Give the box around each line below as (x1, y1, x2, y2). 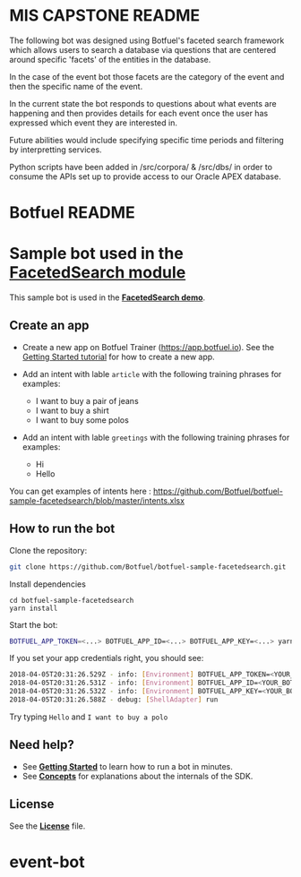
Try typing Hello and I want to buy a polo (9, 711, 168, 722)
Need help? (9, 737, 74, 752)
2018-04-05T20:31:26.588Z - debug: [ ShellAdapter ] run (9, 695, 219, 704)
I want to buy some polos (35, 414, 130, 426)
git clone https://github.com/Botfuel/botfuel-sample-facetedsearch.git (9, 562, 287, 572)
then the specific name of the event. (9, 81, 143, 91)
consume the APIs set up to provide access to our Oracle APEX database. (9, 171, 281, 182)
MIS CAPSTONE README (9, 5, 201, 26)
